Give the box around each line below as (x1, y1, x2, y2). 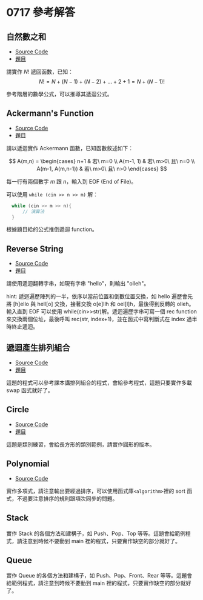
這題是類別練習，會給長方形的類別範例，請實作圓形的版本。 (6, 441, 155, 448)
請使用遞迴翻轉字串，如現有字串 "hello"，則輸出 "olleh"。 (6, 280, 150, 287)
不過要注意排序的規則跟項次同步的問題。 (16, 495, 118, 502)
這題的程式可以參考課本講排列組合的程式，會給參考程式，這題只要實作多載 (6, 379, 192, 387)
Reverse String (6, 244, 64, 254)
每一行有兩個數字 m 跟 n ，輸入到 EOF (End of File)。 (6, 178, 137, 185)
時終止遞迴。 (6, 323, 38, 330)
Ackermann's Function (6, 108, 94, 119)
